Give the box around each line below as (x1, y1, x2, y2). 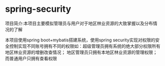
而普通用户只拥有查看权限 (5, 55, 57, 61)
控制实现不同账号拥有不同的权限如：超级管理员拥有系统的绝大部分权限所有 (9, 43, 161, 49)
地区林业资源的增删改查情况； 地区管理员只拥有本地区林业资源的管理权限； (5, 49, 158, 55)
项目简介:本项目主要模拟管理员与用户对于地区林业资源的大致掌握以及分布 (5, 20, 154, 26)
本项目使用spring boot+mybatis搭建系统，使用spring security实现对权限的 (5, 37, 156, 43)
